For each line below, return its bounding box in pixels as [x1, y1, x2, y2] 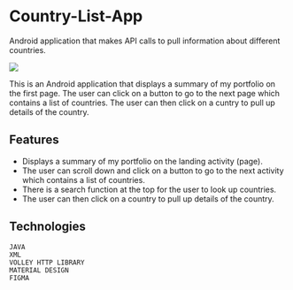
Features [9, 133, 59, 148]
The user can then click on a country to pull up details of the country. [21, 193, 274, 204]
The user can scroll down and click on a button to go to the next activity [21, 165, 285, 176]
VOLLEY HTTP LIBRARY [9, 258, 86, 267]
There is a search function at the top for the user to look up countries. [21, 184, 277, 195]
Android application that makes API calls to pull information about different [9, 35, 281, 46]
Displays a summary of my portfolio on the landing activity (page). [21, 156, 263, 166]
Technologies [9, 219, 87, 234]
